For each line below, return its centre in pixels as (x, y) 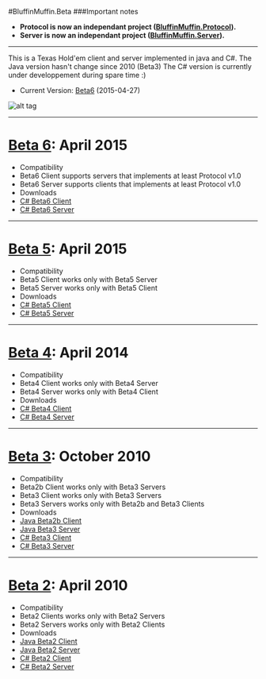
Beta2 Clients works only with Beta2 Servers (92, 615)
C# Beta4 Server (47, 417)
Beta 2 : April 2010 (68, 585)
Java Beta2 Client (48, 641)
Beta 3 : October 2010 (80, 457)
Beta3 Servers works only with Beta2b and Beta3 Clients (112, 503)
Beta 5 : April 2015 (68, 249)
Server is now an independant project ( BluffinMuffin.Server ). (122, 35)
